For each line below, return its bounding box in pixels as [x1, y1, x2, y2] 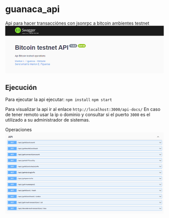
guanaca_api [5, 4, 60, 15]
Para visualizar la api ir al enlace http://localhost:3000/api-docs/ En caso [5, 106, 161, 113]
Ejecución [5, 83, 37, 91]
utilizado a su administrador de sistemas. [5, 117, 90, 123]
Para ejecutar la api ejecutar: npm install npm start [5, 96, 112, 102]
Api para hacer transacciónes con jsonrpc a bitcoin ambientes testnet [5, 20, 149, 26]
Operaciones [5, 127, 32, 133]
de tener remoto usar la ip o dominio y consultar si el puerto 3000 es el [5, 112, 150, 118]
